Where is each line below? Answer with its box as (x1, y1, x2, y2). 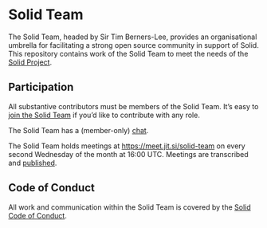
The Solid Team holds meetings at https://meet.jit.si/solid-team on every (8, 141, 245, 151)
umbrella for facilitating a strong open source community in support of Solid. (8, 40, 259, 49)
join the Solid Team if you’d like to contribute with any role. (8, 110, 201, 120)
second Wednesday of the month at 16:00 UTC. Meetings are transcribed (8, 149, 249, 159)
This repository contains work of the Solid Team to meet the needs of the (8, 49, 249, 58)
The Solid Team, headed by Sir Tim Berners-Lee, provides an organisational (8, 32, 257, 41)
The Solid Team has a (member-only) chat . (8, 125, 149, 135)
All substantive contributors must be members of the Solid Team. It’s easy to (8, 101, 259, 111)
